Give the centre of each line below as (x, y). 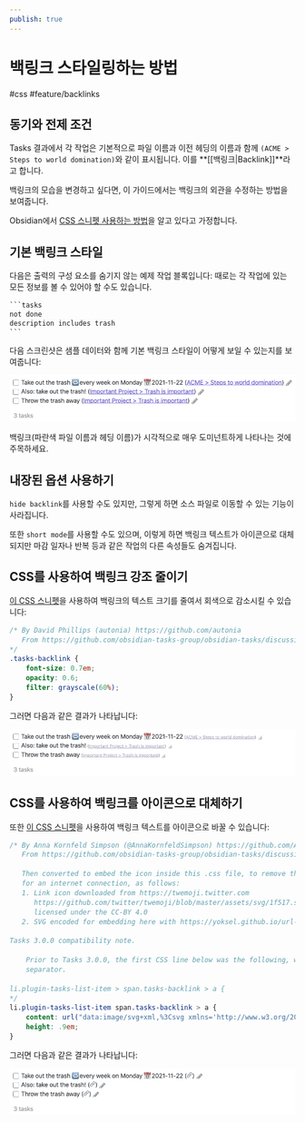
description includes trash (63, 324)
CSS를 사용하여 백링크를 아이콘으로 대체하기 (126, 803)
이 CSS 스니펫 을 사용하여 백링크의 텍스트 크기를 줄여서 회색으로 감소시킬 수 (142, 600)
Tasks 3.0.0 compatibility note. (73, 941)
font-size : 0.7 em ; (60, 669)
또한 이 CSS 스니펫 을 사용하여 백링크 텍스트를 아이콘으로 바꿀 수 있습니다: (140, 827)
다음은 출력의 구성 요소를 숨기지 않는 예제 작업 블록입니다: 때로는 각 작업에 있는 (148, 276)
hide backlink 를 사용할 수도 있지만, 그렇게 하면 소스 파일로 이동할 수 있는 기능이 (152, 503)
